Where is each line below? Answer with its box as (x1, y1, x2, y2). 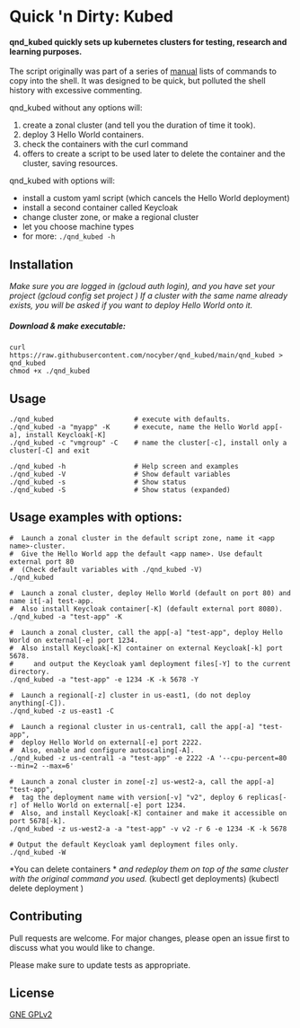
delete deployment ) (9, 883, 84, 893)
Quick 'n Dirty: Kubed (9, 6, 173, 27)
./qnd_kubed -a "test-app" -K (9, 612, 123, 621)
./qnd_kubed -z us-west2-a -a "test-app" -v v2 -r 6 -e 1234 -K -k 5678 (9, 824, 287, 833)
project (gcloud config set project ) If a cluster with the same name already (9, 290, 288, 302)
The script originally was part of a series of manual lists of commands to (9, 66, 277, 77)
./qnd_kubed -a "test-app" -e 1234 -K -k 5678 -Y (9, 675, 199, 684)
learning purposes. (9, 46, 83, 57)
